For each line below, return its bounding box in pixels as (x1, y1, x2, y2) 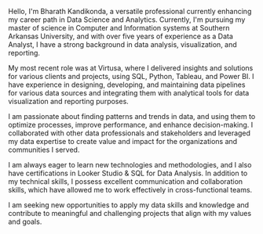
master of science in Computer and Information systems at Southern (8, 23, 230, 32)
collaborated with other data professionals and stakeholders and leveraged (8, 128, 251, 138)
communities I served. (8, 145, 80, 154)
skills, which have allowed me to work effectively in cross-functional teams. (8, 185, 253, 194)
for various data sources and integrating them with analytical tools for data (8, 88, 250, 97)
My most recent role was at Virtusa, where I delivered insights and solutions (8, 63, 254, 73)
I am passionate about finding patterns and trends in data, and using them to (8, 112, 256, 121)
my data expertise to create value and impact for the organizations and (8, 137, 238, 146)
